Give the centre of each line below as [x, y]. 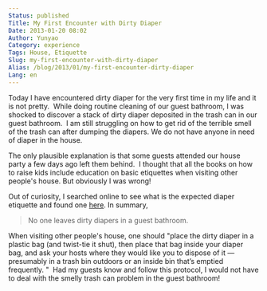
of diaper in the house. [45, 140]
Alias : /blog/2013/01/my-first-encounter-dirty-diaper [101, 68]
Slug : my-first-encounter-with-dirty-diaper [83, 61]
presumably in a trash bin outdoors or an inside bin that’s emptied [116, 261]
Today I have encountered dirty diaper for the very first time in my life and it [132, 97]
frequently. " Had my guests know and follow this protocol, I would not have [133, 269]
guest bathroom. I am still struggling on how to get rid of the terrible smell [130, 123]
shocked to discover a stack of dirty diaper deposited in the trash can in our [133, 114]
